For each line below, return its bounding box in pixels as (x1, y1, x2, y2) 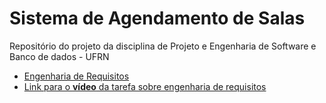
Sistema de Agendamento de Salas (9, 7, 306, 30)
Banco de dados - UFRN (9, 50, 110, 62)
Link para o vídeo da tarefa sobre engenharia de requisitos (23, 80, 267, 92)
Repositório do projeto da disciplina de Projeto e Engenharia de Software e (9, 40, 317, 52)
